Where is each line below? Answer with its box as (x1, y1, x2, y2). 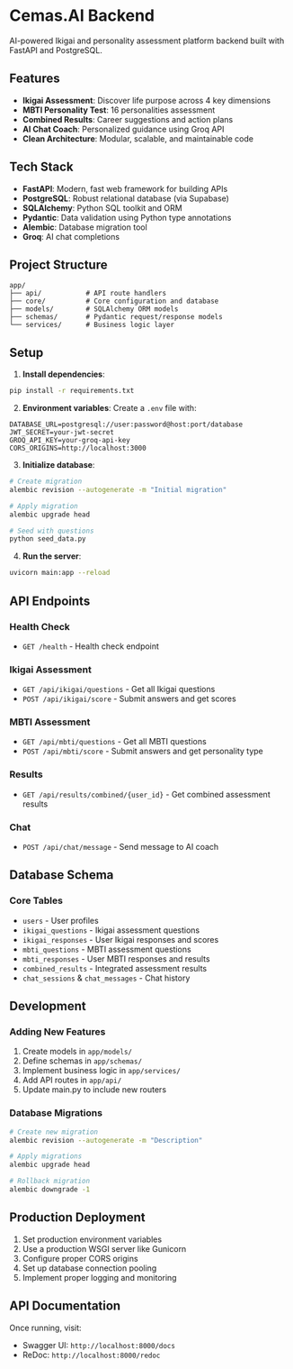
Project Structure (9, 257, 108, 272)
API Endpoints (9, 593, 91, 608)
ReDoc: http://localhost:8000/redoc (22, 1349, 161, 1360)
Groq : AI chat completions (22, 231, 120, 242)
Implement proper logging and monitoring (22, 1272, 177, 1282)
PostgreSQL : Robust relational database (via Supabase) (22, 193, 229, 204)
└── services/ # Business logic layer (9, 321, 175, 330)
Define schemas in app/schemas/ (22, 1055, 142, 1066)
